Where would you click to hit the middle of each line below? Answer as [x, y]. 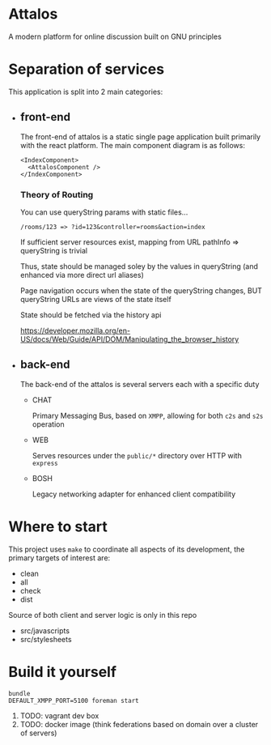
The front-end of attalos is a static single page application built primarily [140, 136]
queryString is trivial [53, 250]
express [45, 463]
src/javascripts [45, 630]
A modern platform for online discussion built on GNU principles [115, 36]
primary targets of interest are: [59, 558]
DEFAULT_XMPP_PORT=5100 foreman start [74, 700]
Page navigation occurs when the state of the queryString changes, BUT [141, 290]
